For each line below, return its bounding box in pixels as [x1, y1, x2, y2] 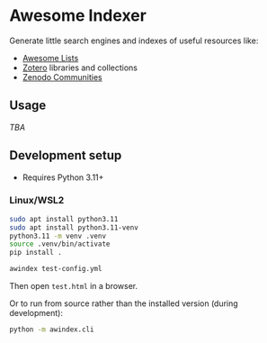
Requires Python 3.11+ [22, 172, 104, 183]
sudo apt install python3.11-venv [9, 222, 139, 232]
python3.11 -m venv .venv [9, 231, 106, 240]
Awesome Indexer [9, 5, 147, 26]
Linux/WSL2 [9, 194, 65, 207]
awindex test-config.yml [9, 265, 102, 274]
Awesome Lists [22, 52, 79, 63]
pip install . [9, 248, 63, 257]
